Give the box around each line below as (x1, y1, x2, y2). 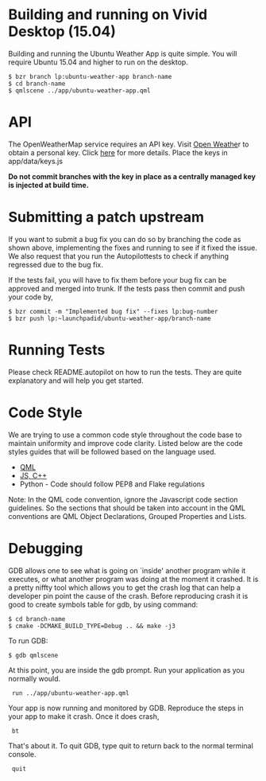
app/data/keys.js (8, 156, 64, 166)
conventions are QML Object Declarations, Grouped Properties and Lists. (8, 511, 247, 521)
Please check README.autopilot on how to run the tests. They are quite (8, 367, 242, 377)
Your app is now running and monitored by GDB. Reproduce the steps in (8, 703, 244, 713)
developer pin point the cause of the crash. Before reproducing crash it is (8, 591, 249, 600)
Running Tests (8, 341, 106, 359)
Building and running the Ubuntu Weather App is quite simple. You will (8, 49, 237, 58)
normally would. (8, 674, 61, 683)
